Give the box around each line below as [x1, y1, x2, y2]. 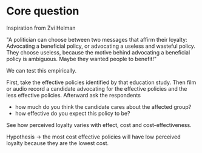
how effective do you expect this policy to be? [15, 109, 130, 117]
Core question [6, 4, 79, 18]
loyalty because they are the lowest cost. [6, 139, 109, 146]
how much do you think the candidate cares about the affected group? [15, 103, 192, 110]
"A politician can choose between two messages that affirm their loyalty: [6, 36, 187, 43]
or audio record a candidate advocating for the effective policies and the [6, 85, 187, 92]
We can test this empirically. [6, 67, 77, 74]
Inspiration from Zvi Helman [6, 24, 76, 31]
